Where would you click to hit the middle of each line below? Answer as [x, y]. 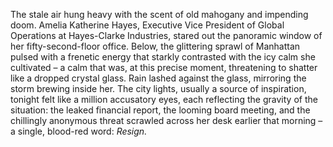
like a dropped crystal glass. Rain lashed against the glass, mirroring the [158, 78]
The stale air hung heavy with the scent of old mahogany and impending [159, 14]
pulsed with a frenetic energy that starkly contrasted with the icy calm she [163, 57]
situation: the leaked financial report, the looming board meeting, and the [160, 110]
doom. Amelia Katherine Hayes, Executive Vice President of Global [147, 25]
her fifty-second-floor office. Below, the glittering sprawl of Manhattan [155, 46]
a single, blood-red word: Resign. [79, 131]
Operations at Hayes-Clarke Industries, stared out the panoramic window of [166, 35]
